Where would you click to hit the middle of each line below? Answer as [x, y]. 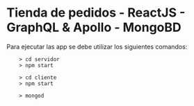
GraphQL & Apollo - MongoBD [94, 27]
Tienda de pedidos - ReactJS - [96, 13]
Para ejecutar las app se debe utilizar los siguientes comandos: [97, 46]
